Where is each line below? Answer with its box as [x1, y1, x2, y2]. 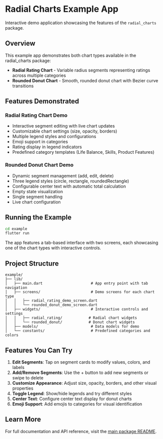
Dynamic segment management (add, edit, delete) [12, 172, 114, 178]
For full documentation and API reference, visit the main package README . [5, 428, 157, 434]
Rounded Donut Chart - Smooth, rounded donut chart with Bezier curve [12, 77, 159, 83]
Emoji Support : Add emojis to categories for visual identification [12, 401, 142, 407]
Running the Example [5, 213, 72, 222]
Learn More [5, 415, 41, 424]
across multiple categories [12, 72, 66, 78]
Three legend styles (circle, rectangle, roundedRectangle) [12, 178, 129, 184]
